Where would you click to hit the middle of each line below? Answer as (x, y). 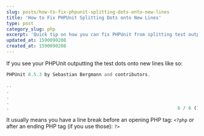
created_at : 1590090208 (36, 46)
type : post (20, 23)
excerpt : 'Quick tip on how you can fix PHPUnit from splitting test (96, 35)
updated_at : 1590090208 (36, 40)
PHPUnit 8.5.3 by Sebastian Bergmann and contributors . (78, 74)
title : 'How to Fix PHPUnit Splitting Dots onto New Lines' (84, 18)
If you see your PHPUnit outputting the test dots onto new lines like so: (95, 63)
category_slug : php (31, 29)
